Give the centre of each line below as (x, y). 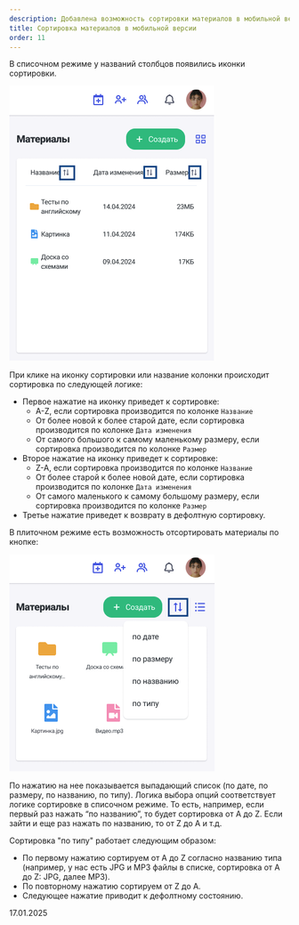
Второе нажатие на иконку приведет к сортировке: (120, 458)
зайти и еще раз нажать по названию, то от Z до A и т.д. (116, 824)
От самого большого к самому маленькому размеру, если (147, 440)
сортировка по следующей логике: (76, 385)
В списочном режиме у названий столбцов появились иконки (127, 64)
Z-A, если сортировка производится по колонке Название (144, 468)
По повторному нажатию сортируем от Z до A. (112, 887)
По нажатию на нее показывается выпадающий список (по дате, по (139, 786)
